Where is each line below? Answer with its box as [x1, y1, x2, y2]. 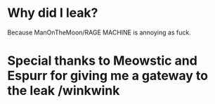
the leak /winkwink [7, 83, 120, 99]
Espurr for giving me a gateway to [7, 68, 209, 84]
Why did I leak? [7, 5, 98, 21]
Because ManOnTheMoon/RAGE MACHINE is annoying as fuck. [7, 28, 191, 37]
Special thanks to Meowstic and [7, 53, 198, 69]
